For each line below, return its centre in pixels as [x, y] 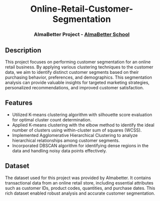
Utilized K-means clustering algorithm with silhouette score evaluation [82, 115]
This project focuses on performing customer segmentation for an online [78, 62]
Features [19, 103]
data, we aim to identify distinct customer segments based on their [72, 72]
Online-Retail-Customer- [82, 9]
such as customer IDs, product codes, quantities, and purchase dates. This [80, 188]
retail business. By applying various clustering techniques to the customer [79, 67]
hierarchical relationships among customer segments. [66, 140]
